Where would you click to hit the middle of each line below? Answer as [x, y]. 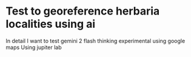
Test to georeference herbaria [83, 11]
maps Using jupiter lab [34, 47]
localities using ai [51, 24]
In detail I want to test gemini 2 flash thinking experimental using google [95, 41]
